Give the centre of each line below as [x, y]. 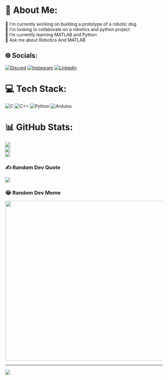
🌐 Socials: [21, 56]
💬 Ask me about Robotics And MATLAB [45, 40]
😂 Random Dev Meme [33, 193]
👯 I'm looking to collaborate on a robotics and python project [67, 29]
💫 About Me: [31, 10]
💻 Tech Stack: [36, 89]
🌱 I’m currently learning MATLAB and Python [51, 34]
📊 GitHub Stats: [39, 127]
